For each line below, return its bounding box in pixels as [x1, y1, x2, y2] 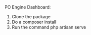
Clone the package [11, 14, 50, 19]
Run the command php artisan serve [11, 24, 86, 30]
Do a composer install [11, 19, 56, 25]
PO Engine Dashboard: [4, 4, 51, 10]
